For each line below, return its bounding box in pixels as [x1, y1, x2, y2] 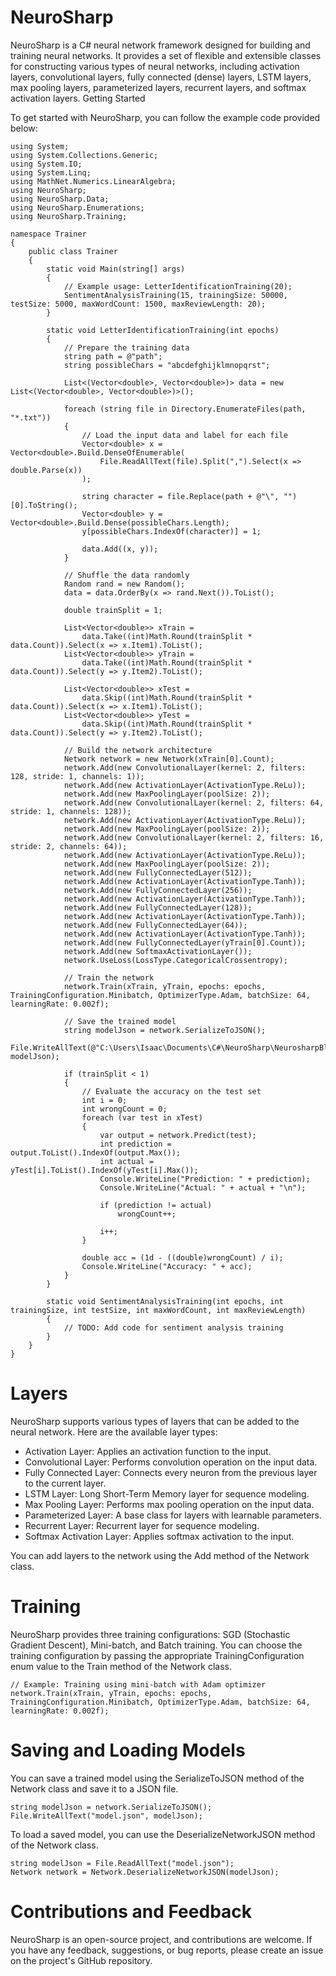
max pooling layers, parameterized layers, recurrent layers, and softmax [10, 81, 307, 93]
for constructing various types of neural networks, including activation [10, 60, 300, 72]
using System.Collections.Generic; [10, 150, 159, 160]
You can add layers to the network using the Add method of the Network [10, 1549, 310, 1561]
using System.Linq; [10, 167, 92, 178]
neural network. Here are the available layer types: [10, 1426, 218, 1438]
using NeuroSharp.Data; [10, 194, 110, 204]
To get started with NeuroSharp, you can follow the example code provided [10, 111, 321, 123]
